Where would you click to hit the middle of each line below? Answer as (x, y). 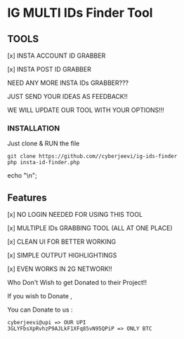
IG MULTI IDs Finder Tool (80, 13)
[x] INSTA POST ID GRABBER (49, 69)
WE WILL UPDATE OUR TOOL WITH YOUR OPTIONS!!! (86, 110)
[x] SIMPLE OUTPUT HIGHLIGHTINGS (62, 255)
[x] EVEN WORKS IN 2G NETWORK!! (60, 269)
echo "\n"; (22, 175)
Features (27, 198)
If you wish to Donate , (40, 296)
